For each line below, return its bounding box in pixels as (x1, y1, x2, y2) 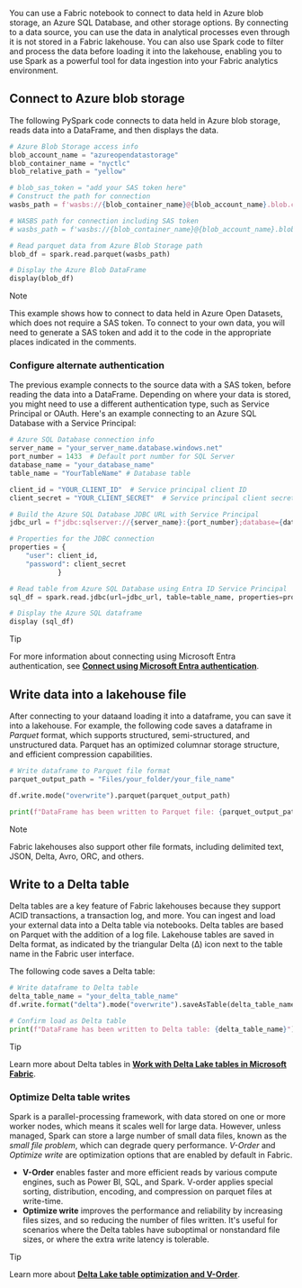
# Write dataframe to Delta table (9, 983, 139, 992)
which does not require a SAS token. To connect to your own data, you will (9, 317, 286, 328)
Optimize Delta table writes (9, 1091, 130, 1103)
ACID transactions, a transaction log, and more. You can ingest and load (9, 910, 276, 921)
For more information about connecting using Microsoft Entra (9, 651, 236, 662)
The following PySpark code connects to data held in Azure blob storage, (9, 114, 280, 125)
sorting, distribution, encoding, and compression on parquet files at (22, 1186, 272, 1197)
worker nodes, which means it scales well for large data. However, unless (9, 1121, 281, 1132)
